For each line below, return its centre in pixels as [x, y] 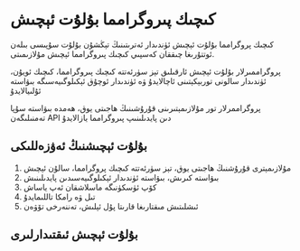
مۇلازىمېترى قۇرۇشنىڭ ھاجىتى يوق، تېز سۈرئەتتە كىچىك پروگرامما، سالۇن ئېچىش [157, 168]
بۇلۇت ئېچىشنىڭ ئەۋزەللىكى [79, 146]
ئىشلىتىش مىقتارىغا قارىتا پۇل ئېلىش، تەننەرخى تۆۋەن [111, 206]
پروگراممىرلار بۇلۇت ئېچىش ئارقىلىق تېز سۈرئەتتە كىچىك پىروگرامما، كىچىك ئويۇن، [145, 71]
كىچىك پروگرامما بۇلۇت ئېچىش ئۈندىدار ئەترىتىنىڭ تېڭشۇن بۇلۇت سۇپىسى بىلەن [142, 44]
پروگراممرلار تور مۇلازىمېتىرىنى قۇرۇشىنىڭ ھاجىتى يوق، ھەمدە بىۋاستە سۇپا [136, 107]
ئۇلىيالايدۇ [26, 90]
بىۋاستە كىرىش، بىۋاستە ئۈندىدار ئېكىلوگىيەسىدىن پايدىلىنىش [121, 177]
